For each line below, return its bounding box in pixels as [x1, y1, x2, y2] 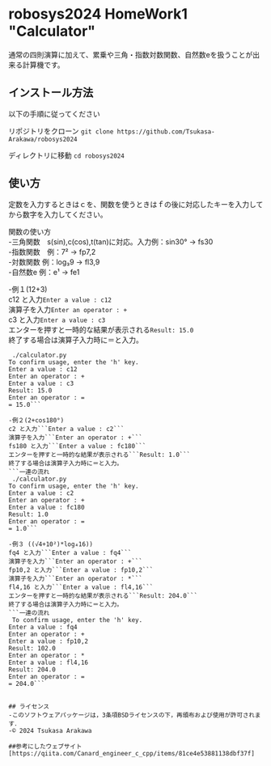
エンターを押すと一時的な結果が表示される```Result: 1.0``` [8, 451, 191, 459]
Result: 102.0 [8, 644, 57, 652]
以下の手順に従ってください [8, 108, 100, 118]
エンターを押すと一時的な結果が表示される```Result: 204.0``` [8, 591, 198, 599]
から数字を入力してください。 [8, 209, 108, 219]
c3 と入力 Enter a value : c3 [8, 315, 106, 324]
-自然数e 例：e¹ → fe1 [8, 267, 80, 277]
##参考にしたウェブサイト [8, 742, 83, 751]
